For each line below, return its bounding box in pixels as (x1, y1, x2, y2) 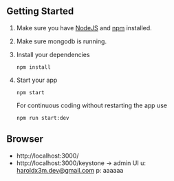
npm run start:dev (16, 114, 69, 121)
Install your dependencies (16, 50, 90, 58)
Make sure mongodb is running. (16, 37, 107, 45)
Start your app (16, 76, 58, 84)
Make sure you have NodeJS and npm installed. (16, 23, 152, 32)
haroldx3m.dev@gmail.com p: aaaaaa (16, 166, 124, 174)
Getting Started (6, 6, 74, 17)
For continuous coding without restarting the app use (16, 101, 168, 109)
